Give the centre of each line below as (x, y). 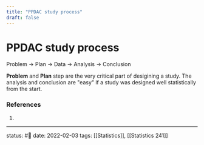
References (24, 105)
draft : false (23, 18)
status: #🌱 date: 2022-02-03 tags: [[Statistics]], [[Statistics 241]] (87, 135)
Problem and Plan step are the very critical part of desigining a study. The (99, 76)
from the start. (24, 89)
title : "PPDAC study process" (45, 12)
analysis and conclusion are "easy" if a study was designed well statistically (101, 83)
